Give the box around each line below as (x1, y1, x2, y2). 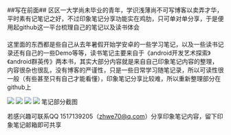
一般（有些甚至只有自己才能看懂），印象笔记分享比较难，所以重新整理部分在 (7, 74, 221, 82)
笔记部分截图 (41, 97, 78, 106)
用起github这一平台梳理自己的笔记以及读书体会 (7, 23, 140, 31)
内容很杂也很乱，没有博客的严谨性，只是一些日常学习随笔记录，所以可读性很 (7, 66, 224, 74)
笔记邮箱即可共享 (12, 121, 62, 129)
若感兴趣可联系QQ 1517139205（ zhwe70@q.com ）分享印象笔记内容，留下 (7, 112, 218, 120)
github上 (7, 83, 32, 91)
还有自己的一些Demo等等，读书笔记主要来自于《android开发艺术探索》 (12, 49, 211, 57)
